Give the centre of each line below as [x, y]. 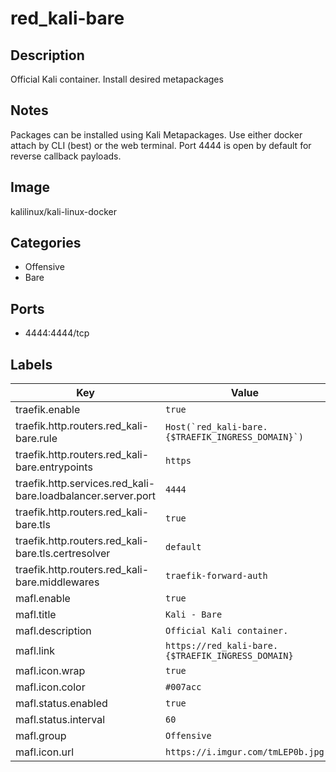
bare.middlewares [57, 582]
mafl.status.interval [60, 720]
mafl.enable [43, 599]
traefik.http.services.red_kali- [85, 484]
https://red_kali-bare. [222, 646]
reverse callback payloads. [66, 156]
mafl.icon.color [50, 687]
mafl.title [36, 615]
